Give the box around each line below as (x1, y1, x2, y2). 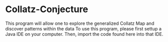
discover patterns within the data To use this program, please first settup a (5, 25, 162, 31)
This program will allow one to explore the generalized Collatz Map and (5, 20, 154, 26)
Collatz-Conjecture (5, 4, 88, 15)
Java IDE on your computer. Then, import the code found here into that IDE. (5, 31, 164, 37)
